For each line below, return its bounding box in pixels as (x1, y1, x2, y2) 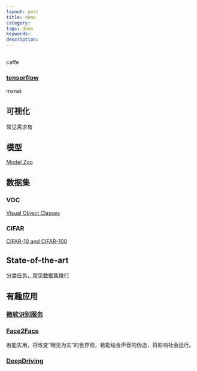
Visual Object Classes (6, 209, 60, 216)
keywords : (6, 31, 31, 37)
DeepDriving (6, 357, 44, 365)
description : (6, 37, 39, 42)
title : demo (6, 14, 36, 20)
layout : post (6, 8, 39, 15)
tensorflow (6, 74, 39, 82)
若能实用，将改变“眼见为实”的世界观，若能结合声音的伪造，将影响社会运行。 (6, 341, 195, 348)
